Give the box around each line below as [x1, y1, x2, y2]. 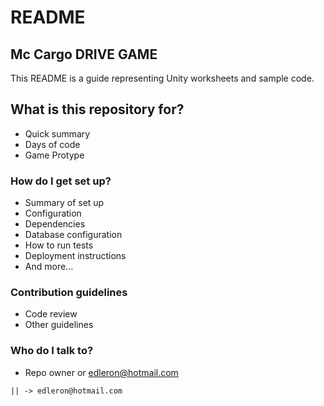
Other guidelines [24, 319, 94, 331]
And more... [24, 261, 74, 273]
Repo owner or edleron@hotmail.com [24, 366, 179, 378]
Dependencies [24, 218, 86, 230]
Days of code [24, 138, 81, 150]
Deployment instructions [24, 250, 127, 262]
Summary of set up [24, 197, 105, 209]
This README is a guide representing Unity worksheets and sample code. [10, 72, 315, 84]
